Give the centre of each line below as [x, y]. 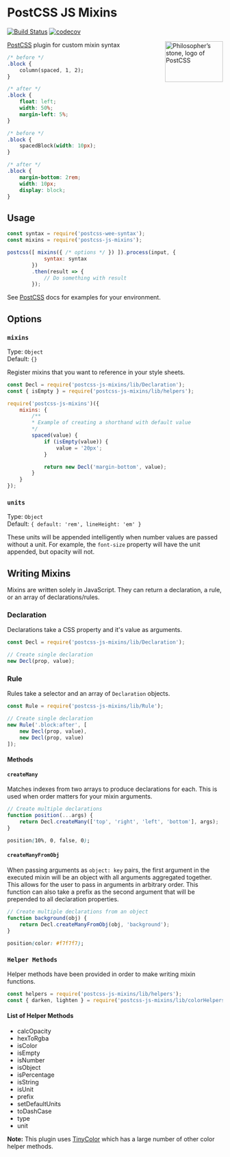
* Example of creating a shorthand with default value [112, 423]
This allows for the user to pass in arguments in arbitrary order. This [103, 885]
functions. [21, 981]
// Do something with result [85, 278]
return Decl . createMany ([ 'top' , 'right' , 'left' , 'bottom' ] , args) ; [119, 822]
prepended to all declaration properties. [63, 899]
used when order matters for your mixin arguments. [80, 796]
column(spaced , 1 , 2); [52, 70]
